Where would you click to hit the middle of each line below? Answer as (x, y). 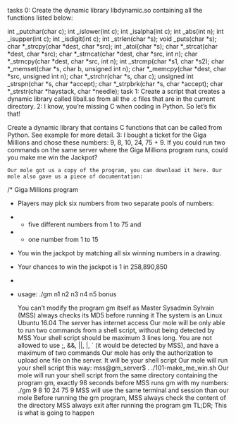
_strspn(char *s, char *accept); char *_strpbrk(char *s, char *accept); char (115, 84)
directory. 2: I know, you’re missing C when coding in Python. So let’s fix (112, 106)
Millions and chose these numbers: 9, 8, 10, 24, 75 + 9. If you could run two (116, 143)
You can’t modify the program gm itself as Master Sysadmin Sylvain (116, 308)
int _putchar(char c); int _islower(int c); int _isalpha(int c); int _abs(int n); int (116, 31)
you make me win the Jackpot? (52, 157)
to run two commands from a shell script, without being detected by (116, 330)
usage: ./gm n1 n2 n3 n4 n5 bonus (67, 294)
